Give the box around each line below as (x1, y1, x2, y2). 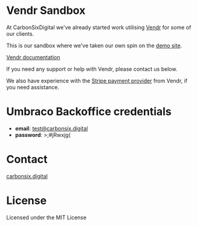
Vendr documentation (6, 53, 60, 61)
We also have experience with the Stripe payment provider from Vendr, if (6, 77, 188, 84)
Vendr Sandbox (6, 4, 86, 18)
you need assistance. (6, 83, 59, 91)
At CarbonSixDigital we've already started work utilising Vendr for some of (6, 24, 192, 31)
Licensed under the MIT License (6, 213, 86, 221)
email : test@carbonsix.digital (15, 125, 88, 132)
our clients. (6, 30, 34, 37)
